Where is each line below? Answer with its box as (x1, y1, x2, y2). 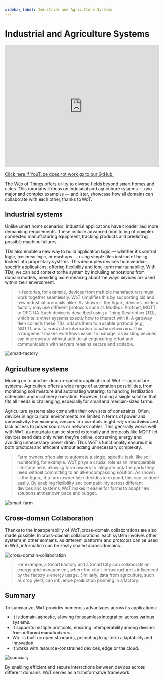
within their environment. (5, 280, 55, 285)
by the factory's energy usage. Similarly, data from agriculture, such (17, 572, 154, 578)
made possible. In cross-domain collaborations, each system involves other (5, 532, 157, 538)
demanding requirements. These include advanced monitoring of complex (5, 229, 154, 234)
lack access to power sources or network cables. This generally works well (5, 424, 156, 430)
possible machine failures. (5, 239, 58, 245)
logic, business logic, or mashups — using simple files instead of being (5, 254, 148, 259)
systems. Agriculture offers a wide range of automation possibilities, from (5, 383, 153, 389)
